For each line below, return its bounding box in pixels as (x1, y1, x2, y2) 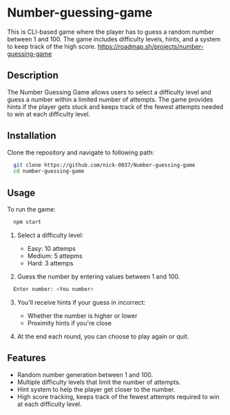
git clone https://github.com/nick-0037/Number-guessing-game (13, 161, 196, 168)
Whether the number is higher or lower (27, 312, 138, 320)
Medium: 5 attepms (27, 252, 83, 260)
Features (7, 352, 46, 364)
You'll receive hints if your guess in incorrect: (17, 298, 146, 306)
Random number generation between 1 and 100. (17, 370, 154, 378)
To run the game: (7, 205, 56, 214)
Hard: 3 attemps (27, 259, 74, 267)
